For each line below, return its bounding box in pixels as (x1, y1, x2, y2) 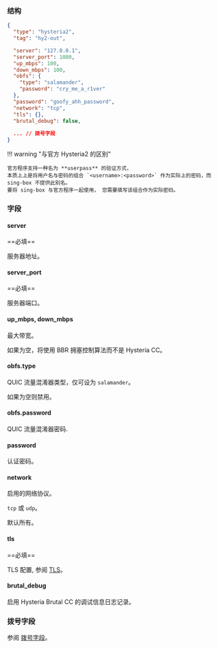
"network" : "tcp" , (13, 104, 66, 111)
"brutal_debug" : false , (13, 117, 81, 124)
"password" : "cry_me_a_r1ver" (19, 86, 106, 93)
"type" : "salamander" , (19, 79, 84, 86)
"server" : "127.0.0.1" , (13, 47, 81, 54)
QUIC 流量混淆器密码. (7, 424, 69, 433)
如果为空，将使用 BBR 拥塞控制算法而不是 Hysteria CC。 (7, 345, 167, 354)
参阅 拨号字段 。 (7, 634, 51, 642)
